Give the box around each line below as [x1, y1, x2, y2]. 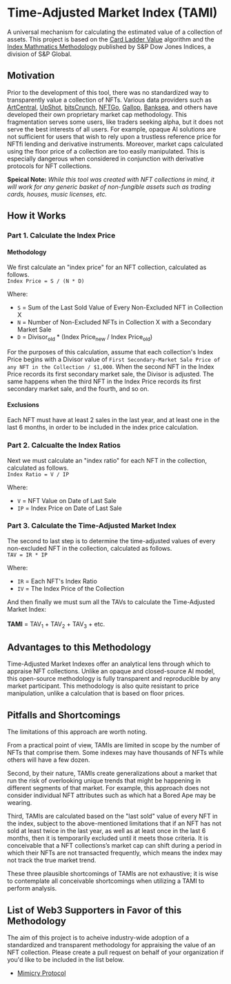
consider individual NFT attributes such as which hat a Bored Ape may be [7, 791, 216, 800]
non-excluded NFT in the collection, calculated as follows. [7, 544, 172, 552]
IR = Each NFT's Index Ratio [17, 576, 98, 585]
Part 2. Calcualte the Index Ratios [7, 441, 121, 450]
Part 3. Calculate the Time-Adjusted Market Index [7, 521, 177, 531]
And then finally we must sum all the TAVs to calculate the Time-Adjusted [7, 597, 215, 606]
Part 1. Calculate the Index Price [7, 230, 116, 240]
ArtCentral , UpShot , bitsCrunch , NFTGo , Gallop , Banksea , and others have [7, 102, 218, 111]
